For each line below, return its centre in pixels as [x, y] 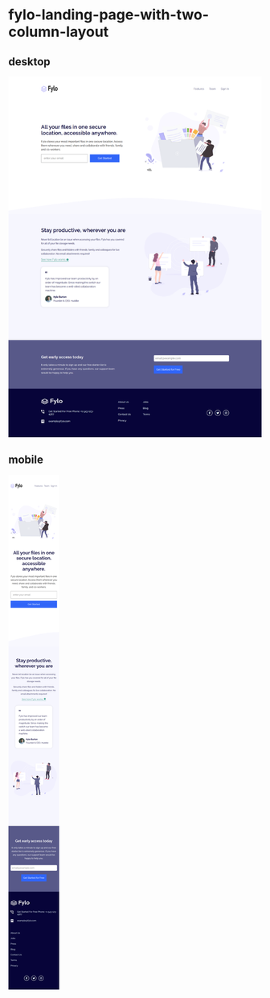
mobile [26, 460]
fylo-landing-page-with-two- [109, 15]
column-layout [59, 32]
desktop [29, 62]
